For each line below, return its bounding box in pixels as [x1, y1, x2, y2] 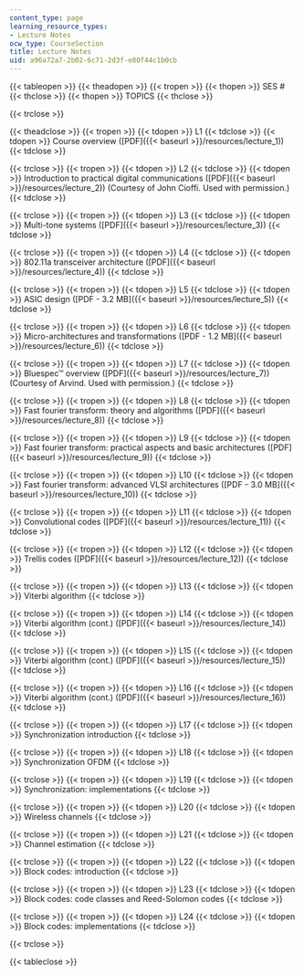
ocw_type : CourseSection [9, 38, 104, 48]
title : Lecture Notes [9, 47, 92, 57]
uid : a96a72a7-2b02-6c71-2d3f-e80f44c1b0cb [9, 56, 178, 65]
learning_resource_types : [9, 22, 108, 31]
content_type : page [9, 13, 84, 23]
